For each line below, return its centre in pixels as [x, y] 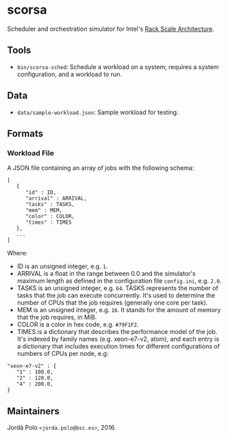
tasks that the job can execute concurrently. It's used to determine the [116, 296]
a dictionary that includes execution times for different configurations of [118, 346]
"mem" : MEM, [44, 211]
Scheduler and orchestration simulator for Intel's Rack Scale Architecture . [111, 29]
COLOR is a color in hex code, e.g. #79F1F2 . [78, 324]
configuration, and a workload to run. [69, 74]
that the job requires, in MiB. [57, 318]
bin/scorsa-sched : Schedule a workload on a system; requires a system [118, 66]
